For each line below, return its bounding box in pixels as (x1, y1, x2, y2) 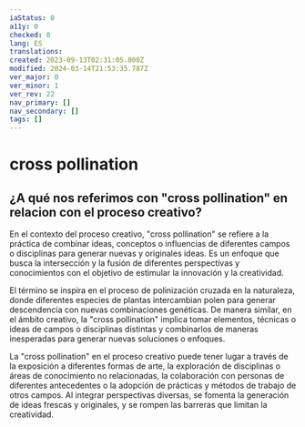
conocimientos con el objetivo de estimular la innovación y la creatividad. (9, 268, 284, 279)
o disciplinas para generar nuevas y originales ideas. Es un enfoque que (9, 248, 280, 259)
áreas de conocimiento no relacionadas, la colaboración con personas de (9, 371, 285, 381)
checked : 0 (9, 30, 51, 39)
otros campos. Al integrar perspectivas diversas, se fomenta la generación (9, 390, 290, 401)
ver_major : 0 (9, 73, 59, 82)
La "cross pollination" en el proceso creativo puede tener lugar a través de (9, 351, 289, 362)
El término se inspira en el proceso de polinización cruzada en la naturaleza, (9, 285, 296, 296)
